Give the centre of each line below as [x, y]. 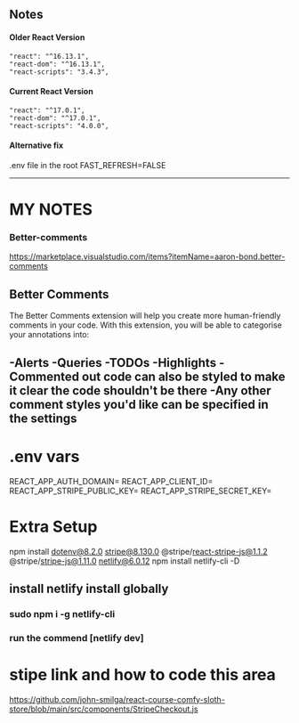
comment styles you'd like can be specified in [139, 404]
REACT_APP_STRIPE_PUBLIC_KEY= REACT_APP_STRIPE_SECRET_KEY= [141, 491]
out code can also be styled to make [184, 376]
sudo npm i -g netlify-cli [62, 613]
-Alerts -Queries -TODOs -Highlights [113, 363]
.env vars [44, 456]
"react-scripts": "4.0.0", [59, 126]
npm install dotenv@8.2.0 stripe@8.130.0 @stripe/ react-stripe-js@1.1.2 [139, 551]
